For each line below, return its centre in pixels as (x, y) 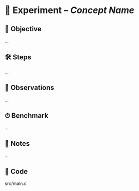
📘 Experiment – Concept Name (69, 10)
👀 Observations (29, 88)
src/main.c (16, 183)
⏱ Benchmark (27, 116)
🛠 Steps (18, 57)
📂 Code (16, 171)
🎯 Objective (23, 29)
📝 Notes (17, 144)
